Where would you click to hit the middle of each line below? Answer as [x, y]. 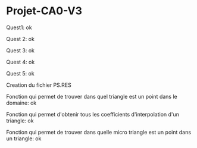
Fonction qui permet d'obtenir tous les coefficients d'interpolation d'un [93, 114]
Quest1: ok [19, 27]
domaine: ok [21, 103]
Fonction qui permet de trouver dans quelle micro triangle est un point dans [99, 132]
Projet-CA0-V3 [44, 11]
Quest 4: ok [21, 62]
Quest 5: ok [20, 73]
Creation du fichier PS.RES [39, 85]
